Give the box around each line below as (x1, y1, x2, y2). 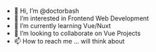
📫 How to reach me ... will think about (13, 37, 125, 45)
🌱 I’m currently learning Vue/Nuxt (13, 22, 111, 30)
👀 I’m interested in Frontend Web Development (13, 14, 149, 22)
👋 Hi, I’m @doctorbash (13, 7, 79, 15)
